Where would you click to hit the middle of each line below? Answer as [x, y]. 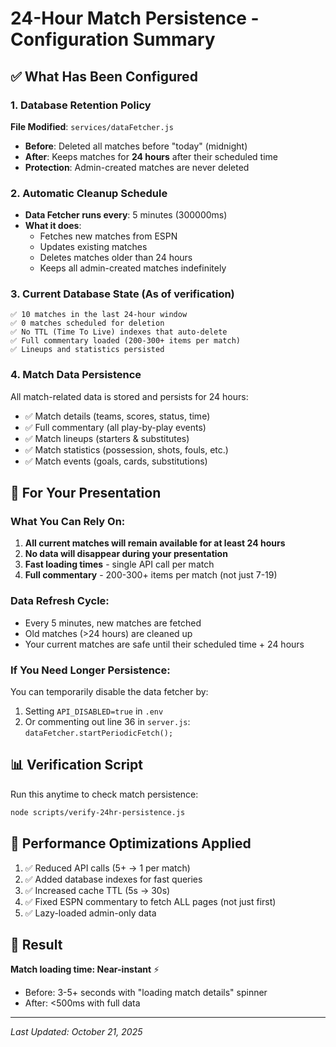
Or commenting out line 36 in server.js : [107, 722]
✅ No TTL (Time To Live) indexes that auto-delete [119, 332]
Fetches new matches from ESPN [108, 236]
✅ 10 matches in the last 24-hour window [99, 315]
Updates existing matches [93, 247]
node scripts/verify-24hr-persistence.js [98, 812]
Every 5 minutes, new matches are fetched [113, 623]
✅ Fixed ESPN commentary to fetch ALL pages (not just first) [150, 901]
